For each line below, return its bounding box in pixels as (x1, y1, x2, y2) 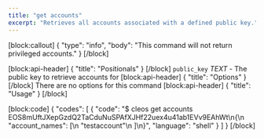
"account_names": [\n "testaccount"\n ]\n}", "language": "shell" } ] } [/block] (8, 121, 256, 130)
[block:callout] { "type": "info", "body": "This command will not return (8, 40, 233, 49)
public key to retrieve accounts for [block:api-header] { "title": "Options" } (8, 72, 247, 82)
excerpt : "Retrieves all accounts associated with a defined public (8, 19, 237, 27)
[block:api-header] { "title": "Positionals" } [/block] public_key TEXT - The (8, 64, 247, 73)
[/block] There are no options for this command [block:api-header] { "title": (8, 80, 251, 90)
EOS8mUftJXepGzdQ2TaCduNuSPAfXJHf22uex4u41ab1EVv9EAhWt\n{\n (8, 112, 245, 122)
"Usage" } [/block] (8, 89, 68, 98)
